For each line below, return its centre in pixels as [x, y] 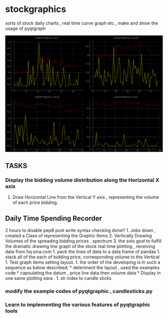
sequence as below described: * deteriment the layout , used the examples [82, 267]
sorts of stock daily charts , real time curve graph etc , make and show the [82, 23]
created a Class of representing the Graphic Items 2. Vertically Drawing [78, 236]
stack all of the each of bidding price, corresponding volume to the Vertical [82, 257]
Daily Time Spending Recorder [54, 218]
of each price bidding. [35, 203]
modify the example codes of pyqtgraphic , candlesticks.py [79, 291]
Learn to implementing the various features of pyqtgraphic [78, 304]
